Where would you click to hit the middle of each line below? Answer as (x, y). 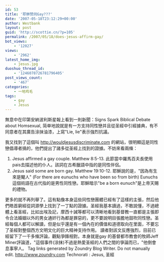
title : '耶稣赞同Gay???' (29, 14)
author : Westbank (23, 23)
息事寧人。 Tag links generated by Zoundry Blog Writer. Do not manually (78, 248)
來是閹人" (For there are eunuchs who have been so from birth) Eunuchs (85, 177)
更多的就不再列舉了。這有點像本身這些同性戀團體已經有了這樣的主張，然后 (80, 199)
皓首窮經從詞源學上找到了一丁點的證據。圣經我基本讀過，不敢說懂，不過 (82, 206)
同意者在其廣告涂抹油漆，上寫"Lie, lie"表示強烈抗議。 (59, 132)
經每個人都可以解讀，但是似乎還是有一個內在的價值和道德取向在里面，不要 (80, 224)
